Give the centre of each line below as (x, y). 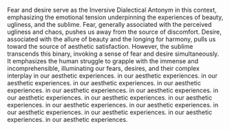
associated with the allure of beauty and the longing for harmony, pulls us (112, 39)
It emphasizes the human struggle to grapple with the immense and (103, 61)
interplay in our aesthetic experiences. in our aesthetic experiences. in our (113, 76)
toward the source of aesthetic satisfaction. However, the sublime (100, 46)
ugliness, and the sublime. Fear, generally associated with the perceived (109, 24)
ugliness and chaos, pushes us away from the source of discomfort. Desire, (114, 32)
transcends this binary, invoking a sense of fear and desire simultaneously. (113, 54)
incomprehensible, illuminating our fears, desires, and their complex (103, 68)
